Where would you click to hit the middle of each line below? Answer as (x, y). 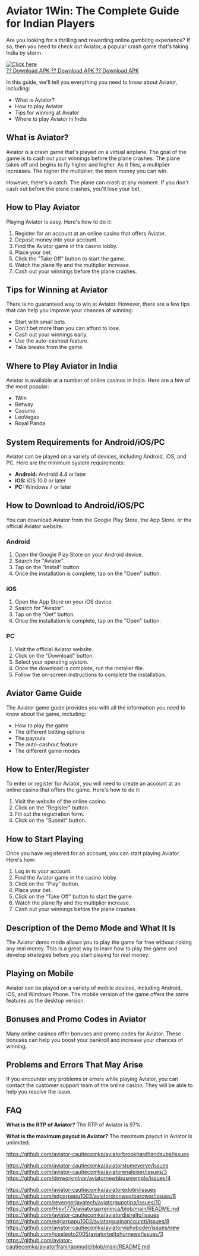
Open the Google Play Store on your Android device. (79, 555)
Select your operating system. (52, 662)
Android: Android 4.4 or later (50, 474)
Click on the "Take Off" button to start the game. (74, 897)
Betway (24, 404)
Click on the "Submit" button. (50, 820)
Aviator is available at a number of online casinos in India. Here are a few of (98, 380)
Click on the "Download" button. (54, 655)
